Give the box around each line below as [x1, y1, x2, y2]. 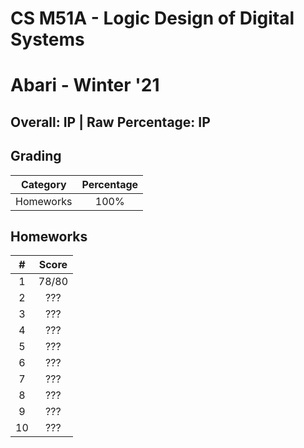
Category [20, 177, 67, 191]
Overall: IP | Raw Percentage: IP [10, 113, 211, 131]
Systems [10, 28, 85, 51]
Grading [10, 148, 62, 165]
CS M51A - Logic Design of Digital [10, 7, 295, 30]
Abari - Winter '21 [10, 74, 160, 97]
